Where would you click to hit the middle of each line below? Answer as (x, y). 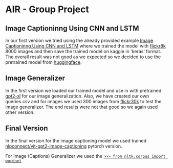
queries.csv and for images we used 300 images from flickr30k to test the (83, 101)
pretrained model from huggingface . (44, 62)
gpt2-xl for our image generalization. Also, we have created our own (77, 96)
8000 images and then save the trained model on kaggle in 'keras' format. (83, 51)
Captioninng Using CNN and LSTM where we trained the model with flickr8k (86, 46)
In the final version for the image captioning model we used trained (76, 140)
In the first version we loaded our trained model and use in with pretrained (83, 90)
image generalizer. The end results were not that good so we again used (82, 107)
